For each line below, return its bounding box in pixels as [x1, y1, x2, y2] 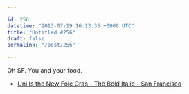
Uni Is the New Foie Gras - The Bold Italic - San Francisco [17, 80, 182, 88]
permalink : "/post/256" [7, 42, 76, 49]
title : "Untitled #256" [7, 29, 76, 36]
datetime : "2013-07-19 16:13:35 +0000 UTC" [7, 22, 135, 30]
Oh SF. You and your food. [7, 67, 82, 75]
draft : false [7, 35, 45, 42]
